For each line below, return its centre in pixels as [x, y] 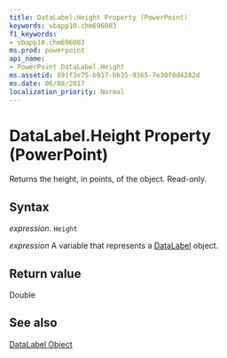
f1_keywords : [33, 34]
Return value [45, 273]
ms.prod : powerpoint [47, 51]
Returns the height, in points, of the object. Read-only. [108, 179]
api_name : [27, 59]
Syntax [29, 207]
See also [33, 323]
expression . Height [43, 228]
